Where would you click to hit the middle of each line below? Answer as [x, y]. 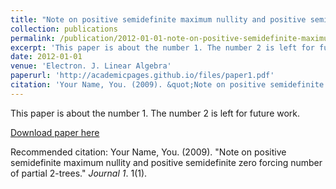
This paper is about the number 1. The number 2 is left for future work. [155, 113]
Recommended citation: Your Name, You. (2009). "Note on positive [148, 152]
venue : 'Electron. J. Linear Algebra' [91, 66]
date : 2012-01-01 [46, 57]
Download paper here [55, 132]
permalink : [33, 38]
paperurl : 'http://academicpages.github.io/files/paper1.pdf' [142, 76]
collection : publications [64, 29]
